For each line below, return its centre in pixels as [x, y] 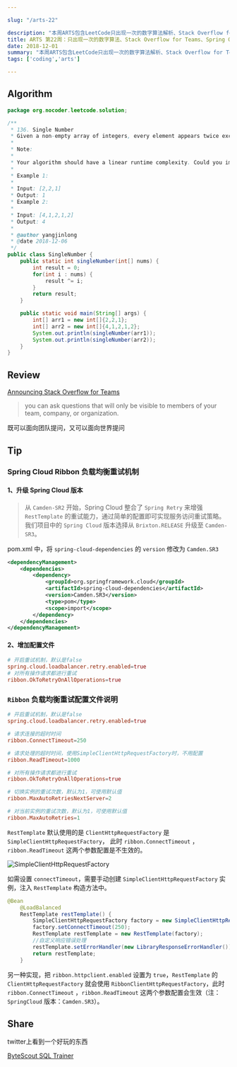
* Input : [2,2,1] [36, 189]
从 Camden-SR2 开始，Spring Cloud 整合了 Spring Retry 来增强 [114, 507]
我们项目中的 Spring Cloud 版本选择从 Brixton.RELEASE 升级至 [114, 525]
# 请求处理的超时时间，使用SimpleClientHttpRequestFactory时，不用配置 [105, 753]
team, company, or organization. [72, 413]
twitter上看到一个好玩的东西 [48, 1042]
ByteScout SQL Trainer [41, 1056]
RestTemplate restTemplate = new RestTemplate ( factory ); [118, 934]
